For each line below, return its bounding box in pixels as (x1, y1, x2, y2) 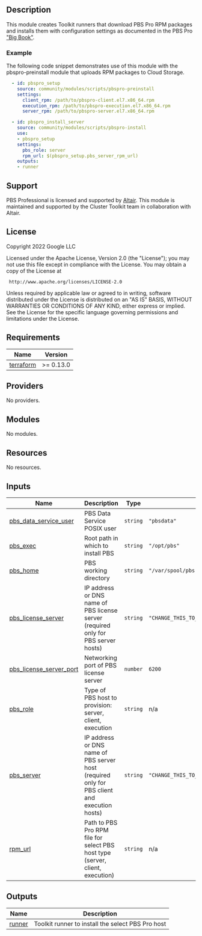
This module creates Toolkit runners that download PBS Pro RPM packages (6, 20, 192, 28)
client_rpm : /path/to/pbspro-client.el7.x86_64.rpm (22, 97, 155, 103)
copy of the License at (6, 267, 62, 274)
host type (84, 848, 111, 857)
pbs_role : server (22, 147, 66, 153)
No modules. (6, 430, 38, 438)
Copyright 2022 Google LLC (6, 243, 76, 250)
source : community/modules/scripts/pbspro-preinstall (17, 85, 155, 92)
